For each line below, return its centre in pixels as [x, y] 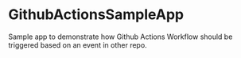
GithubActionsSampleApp [96, 15]
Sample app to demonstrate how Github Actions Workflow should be [120, 37]
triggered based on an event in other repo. [78, 44]
